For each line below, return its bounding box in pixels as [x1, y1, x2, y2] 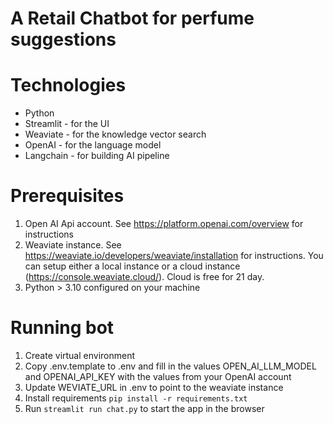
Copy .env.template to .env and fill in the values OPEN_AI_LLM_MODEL [24, 360, 317, 372]
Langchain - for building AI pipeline [24, 150, 170, 162]
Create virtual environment [24, 350, 136, 361]
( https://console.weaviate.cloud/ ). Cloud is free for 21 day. [24, 271, 265, 283]
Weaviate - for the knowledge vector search [24, 128, 207, 141]
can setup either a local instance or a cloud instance [24, 260, 241, 272]
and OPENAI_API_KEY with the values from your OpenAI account [24, 371, 292, 382]
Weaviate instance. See [24, 239, 122, 251]
